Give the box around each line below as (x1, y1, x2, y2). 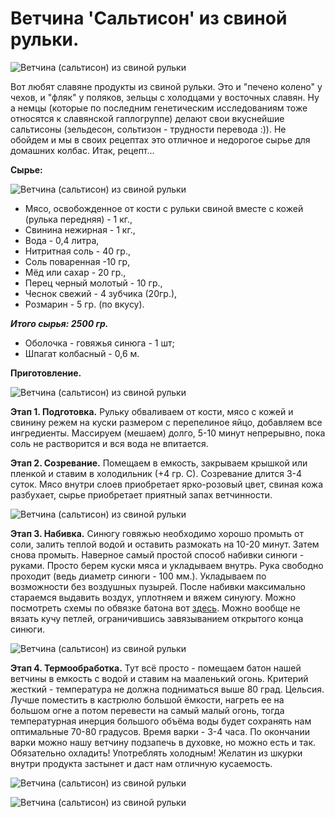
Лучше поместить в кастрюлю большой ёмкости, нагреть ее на (10, 693, 285, 706)
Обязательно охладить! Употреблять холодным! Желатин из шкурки (10, 747, 303, 759)
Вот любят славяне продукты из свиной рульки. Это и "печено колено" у (10, 80, 323, 92)
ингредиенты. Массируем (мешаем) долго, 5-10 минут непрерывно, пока (10, 427, 326, 439)
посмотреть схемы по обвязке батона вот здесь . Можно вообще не (10, 602, 301, 614)
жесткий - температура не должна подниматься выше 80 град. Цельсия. (10, 683, 325, 695)
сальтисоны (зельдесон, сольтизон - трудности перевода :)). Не (10, 123, 287, 135)
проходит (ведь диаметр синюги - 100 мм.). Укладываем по (10, 570, 267, 582)
